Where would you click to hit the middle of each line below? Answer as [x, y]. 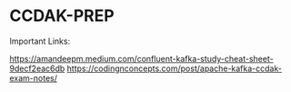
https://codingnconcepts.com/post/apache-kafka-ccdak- [174, 68]
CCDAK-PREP [62, 16]
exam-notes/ [33, 77]
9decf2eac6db [37, 68]
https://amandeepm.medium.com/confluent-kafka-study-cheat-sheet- [142, 58]
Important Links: [40, 41]
